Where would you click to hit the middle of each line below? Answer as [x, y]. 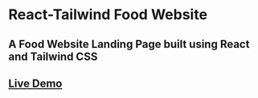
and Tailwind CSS [53, 56]
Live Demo [35, 83]
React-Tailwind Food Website [108, 15]
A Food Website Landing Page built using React [129, 44]
